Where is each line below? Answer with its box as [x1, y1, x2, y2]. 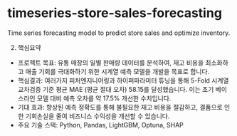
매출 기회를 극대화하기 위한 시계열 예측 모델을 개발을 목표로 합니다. [25, 67, 210, 75]
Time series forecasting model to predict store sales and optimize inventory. [7, 28, 231, 37]
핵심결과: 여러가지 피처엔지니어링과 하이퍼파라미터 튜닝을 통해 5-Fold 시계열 [17, 76, 229, 85]
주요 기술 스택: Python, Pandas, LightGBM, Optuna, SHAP [17, 120, 184, 129]
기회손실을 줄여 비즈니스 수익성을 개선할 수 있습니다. [25, 112, 170, 120]
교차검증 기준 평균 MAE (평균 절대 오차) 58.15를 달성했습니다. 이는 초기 [17, 85, 214, 93]
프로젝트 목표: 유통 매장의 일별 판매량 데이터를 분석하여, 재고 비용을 [17, 58, 204, 67]
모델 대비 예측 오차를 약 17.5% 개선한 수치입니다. [36, 94, 172, 103]
